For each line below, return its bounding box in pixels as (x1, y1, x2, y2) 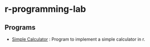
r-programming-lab (4, 3, 86, 15)
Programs (4, 23, 36, 32)
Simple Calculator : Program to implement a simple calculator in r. (11, 36, 146, 42)
